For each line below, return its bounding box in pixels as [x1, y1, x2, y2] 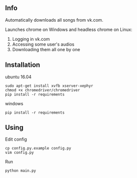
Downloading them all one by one [12, 46, 80, 52]
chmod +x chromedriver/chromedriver [5, 88, 80, 92]
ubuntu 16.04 [5, 74, 32, 80]
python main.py [5, 168, 36, 174]
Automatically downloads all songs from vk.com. [5, 17, 104, 23]
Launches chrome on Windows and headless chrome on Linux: [5, 27, 133, 32]
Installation [5, 61, 40, 69]
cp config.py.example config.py [5, 146, 71, 151]
